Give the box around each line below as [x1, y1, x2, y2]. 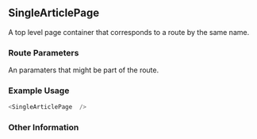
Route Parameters [8, 47, 79, 58]
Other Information [8, 122, 79, 133]
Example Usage [8, 85, 70, 96]
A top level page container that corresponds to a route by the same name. [8, 27, 250, 37]
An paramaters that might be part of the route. [8, 65, 159, 75]
